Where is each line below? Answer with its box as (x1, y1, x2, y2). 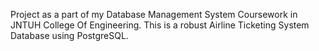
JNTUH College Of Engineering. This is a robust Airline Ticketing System (10, 19, 310, 31)
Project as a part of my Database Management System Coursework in (10, 9, 298, 20)
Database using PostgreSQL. (10, 30, 129, 41)
